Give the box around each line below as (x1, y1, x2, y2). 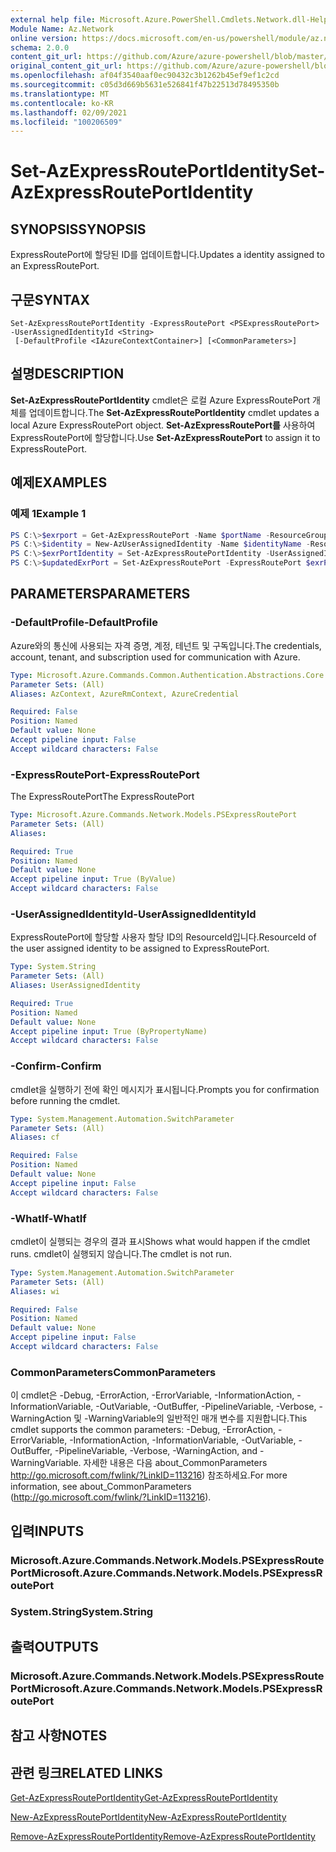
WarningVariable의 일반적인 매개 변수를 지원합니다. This (88, 1412, 308, 1425)
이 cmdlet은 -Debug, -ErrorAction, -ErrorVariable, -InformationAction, (10, 1389, 295, 1401)
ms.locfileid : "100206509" (10, 117, 123, 127)
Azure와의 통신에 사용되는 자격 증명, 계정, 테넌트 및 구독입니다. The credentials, (10, 639, 322, 651)
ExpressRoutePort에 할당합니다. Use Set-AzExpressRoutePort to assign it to (10, 431, 321, 443)
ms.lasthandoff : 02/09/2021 (10, 107, 128, 118)
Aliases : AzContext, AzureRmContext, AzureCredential (10, 689, 240, 699)
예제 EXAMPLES (10, 474, 108, 491)
